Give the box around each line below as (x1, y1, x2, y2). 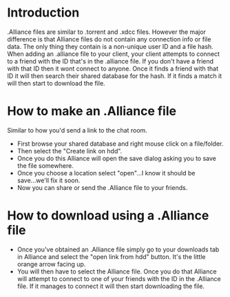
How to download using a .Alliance (7, 208, 209, 224)
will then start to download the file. (7, 79, 105, 87)
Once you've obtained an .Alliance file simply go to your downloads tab (17, 245, 220, 253)
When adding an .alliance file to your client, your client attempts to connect (7, 50, 220, 58)
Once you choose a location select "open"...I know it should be (17, 169, 196, 177)
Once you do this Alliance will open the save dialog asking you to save (17, 154, 217, 162)
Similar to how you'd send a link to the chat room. (7, 126, 148, 134)
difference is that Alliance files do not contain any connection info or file (7, 35, 211, 43)
